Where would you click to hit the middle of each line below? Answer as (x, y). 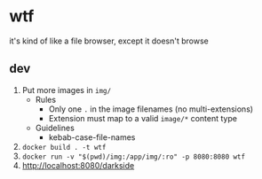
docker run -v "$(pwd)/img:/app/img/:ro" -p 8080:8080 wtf (134, 157)
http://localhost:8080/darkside (78, 165)
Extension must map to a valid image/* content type (143, 118)
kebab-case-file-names (92, 137)
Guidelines (55, 128)
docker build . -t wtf (64, 147)
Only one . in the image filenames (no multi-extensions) (151, 109)
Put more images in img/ (67, 89)
